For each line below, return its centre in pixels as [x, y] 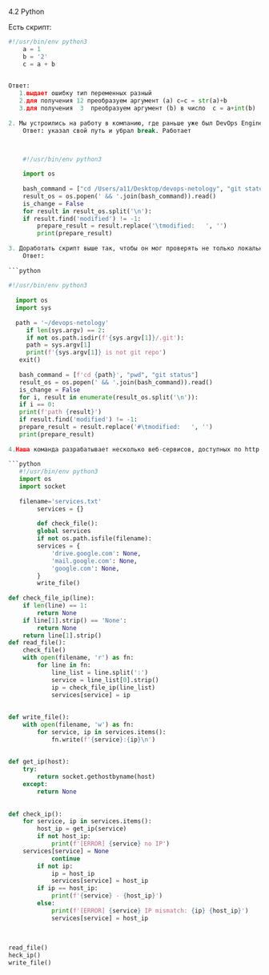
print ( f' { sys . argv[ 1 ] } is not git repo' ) [96, 353]
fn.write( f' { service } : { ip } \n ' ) [103, 740]
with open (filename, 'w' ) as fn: [78, 724]
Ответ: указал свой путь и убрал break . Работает [107, 130]
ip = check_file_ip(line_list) [103, 688]
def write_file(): [39, 717]
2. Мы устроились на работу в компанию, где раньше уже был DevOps [123, 123]
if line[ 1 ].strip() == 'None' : [75, 620]
